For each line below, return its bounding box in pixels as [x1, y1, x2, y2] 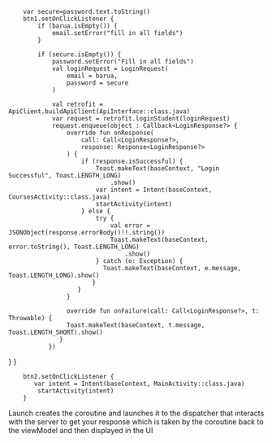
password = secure [66, 79, 129, 87]
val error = [110, 221, 151, 230]
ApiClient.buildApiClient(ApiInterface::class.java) [8, 107, 191, 116]
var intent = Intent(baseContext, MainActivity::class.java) [33, 379, 245, 388]
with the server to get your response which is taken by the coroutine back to [8, 417, 264, 427]
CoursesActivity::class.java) [8, 193, 111, 201]
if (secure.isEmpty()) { [37, 50, 122, 59]
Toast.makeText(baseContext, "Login [95, 164, 220, 173]
